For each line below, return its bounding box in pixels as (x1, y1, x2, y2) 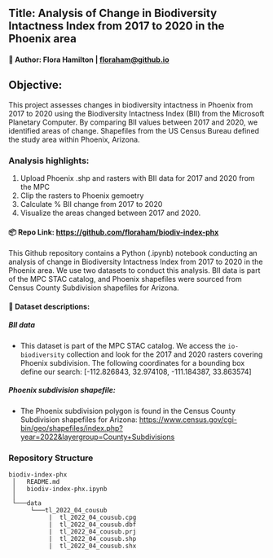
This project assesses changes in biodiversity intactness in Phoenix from (8, 99, 253, 109)
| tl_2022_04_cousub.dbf (48, 521, 137, 529)
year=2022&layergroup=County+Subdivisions (20, 432, 175, 442)
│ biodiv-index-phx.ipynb (11, 485, 108, 494)
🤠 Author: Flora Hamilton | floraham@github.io (8, 55, 170, 64)
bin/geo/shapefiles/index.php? (20, 423, 124, 433)
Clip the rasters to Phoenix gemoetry (20, 191, 144, 200)
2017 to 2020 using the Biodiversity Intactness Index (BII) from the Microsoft (8, 108, 265, 118)
